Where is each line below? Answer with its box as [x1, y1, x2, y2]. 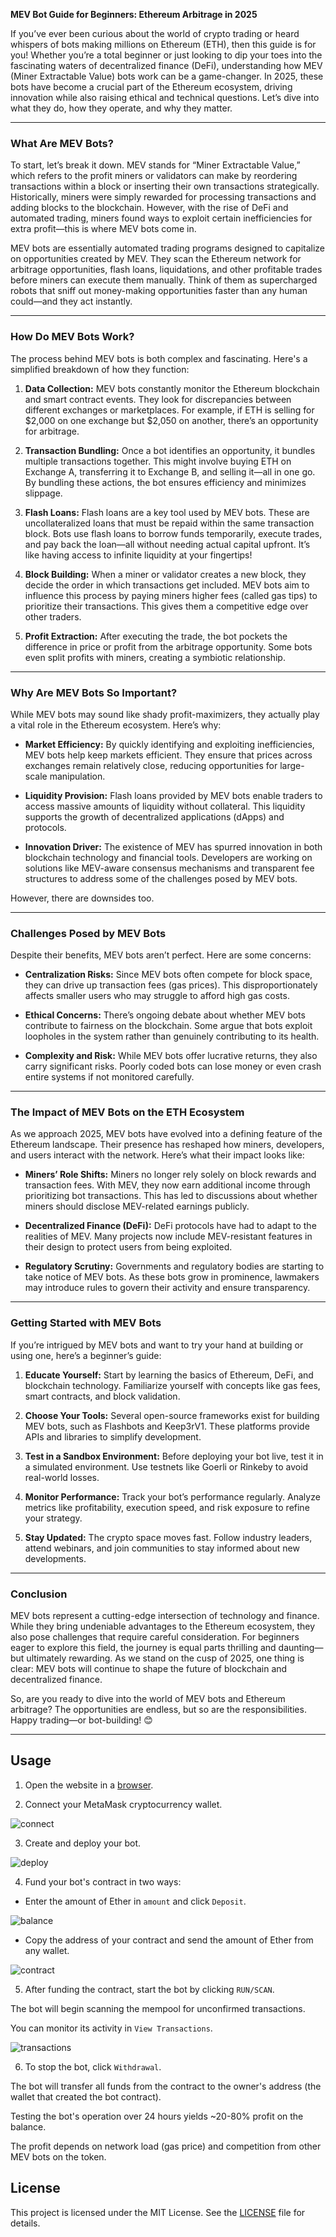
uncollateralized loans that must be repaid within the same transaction [24, 517, 315, 529]
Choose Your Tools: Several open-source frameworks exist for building [24, 1409, 320, 1421]
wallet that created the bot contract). [10, 2090, 162, 2103]
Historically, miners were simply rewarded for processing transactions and [10, 191, 317, 203]
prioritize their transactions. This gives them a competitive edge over [24, 600, 309, 612]
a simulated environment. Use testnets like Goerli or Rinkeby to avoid [24, 1460, 309, 1473]
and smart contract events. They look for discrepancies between [24, 393, 292, 405]
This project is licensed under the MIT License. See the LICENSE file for [10, 2206, 306, 2218]
